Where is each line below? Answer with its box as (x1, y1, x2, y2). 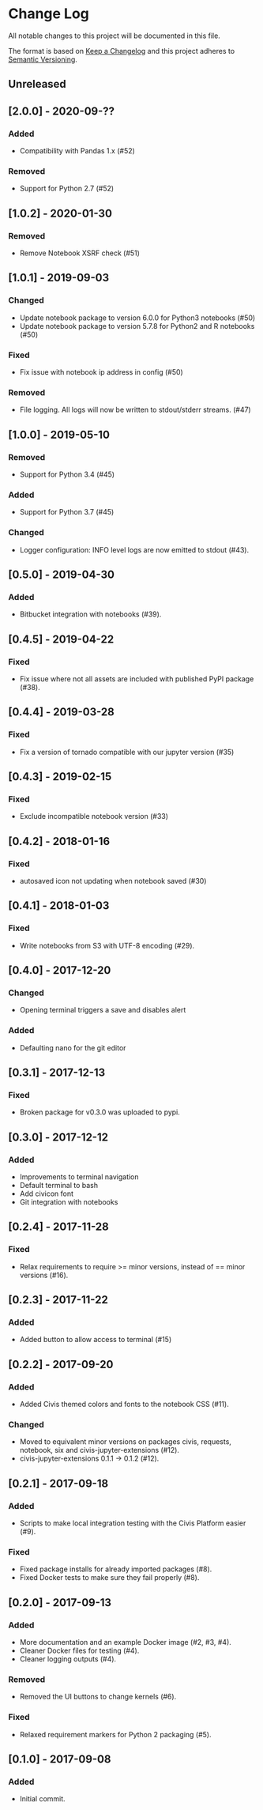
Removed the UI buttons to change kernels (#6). (19, 1692, 177, 1702)
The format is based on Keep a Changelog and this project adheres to (8, 46, 235, 55)
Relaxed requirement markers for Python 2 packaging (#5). (19, 1729, 212, 1739)
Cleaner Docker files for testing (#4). (19, 1646, 140, 1656)
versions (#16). (19, 1270, 69, 1280)
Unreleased (8, 77, 67, 91)
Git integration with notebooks (19, 1197, 118, 1207)
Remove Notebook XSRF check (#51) (19, 248, 141, 258)
